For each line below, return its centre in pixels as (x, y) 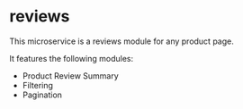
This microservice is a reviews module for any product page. (121, 41)
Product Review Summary (70, 75)
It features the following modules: (71, 58)
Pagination (42, 95)
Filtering (38, 85)
